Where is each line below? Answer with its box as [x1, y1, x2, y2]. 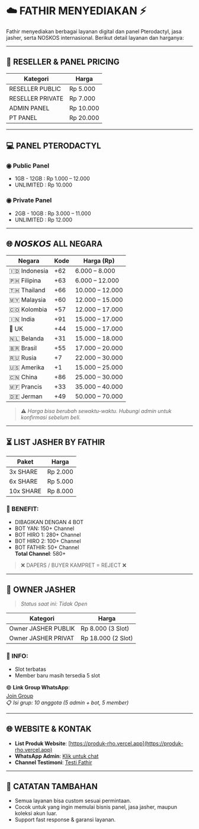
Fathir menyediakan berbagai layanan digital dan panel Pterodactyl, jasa [6, 27, 182, 35]
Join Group [6, 692, 34, 699]
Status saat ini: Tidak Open [20, 600, 88, 607]
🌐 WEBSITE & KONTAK [6, 724, 92, 734]
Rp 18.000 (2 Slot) [81, 634, 133, 642]
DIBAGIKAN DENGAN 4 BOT [14, 518, 84, 525]
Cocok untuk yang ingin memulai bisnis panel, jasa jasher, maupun [14, 803, 178, 811]
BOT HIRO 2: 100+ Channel [14, 537, 81, 544]
